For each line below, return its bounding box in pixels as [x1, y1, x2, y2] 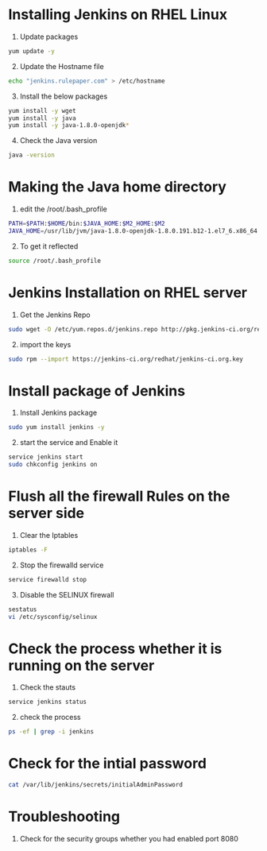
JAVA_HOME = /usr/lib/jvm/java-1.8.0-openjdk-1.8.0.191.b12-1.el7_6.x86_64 [8, 227, 258, 235]
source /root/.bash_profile [8, 257, 102, 265]
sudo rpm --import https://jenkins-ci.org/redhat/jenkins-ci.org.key [8, 355, 244, 363]
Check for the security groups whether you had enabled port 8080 [19, 834, 238, 843]
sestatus [8, 605, 37, 613]
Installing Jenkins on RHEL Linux [8, 6, 228, 24]
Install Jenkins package [19, 408, 98, 418]
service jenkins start [8, 453, 83, 462]
